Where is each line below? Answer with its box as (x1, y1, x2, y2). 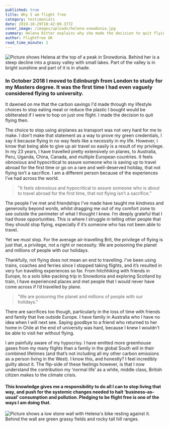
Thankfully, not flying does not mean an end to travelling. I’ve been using (5, 257, 156, 263)
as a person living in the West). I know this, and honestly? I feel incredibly (5, 356, 157, 362)
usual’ (5, 394, 19, 400)
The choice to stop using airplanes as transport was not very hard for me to (5, 127, 162, 133)
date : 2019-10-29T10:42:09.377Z (5, 21, 73, 27)
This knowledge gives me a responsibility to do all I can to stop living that (5, 383, 161, 389)
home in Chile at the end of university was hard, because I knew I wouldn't (5, 325, 160, 331)
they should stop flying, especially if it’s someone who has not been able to (5, 222, 161, 228)
